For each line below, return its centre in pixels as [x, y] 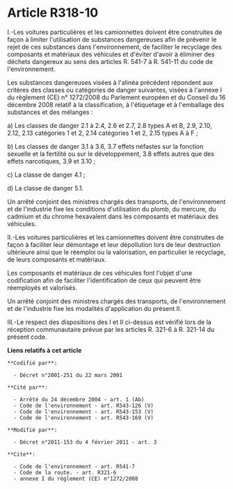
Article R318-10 [53, 13]
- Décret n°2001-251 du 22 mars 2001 [68, 375]
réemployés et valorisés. [42, 287]
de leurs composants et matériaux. [57, 259]
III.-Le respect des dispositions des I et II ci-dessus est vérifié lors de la [110, 322]
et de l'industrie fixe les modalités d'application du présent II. [95, 308]
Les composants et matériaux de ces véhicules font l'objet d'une [100, 273]
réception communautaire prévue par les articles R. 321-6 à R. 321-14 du [111, 329]
